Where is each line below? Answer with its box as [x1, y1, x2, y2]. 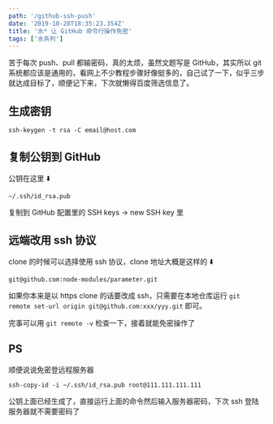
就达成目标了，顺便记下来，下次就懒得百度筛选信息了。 [8, 78, 193, 88]
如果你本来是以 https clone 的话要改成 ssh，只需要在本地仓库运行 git [8, 290, 240, 301]
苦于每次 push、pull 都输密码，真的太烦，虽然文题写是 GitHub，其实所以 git [8, 58, 262, 67]
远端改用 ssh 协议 [8, 233, 97, 248]
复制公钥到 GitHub [8, 150, 102, 164]
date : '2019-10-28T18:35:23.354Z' [8, 19, 126, 28]
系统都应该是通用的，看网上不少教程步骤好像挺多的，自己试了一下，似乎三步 [8, 68, 265, 78]
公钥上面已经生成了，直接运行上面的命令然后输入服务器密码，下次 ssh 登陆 [8, 396, 259, 406]
